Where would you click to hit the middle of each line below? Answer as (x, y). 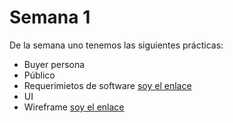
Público (39, 75)
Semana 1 (50, 17)
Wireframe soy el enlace (74, 107)
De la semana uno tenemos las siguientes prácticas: (116, 45)
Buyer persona (54, 64)
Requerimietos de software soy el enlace (107, 85)
